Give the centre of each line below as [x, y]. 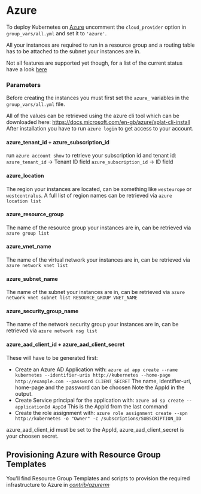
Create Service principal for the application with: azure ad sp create [99, 400]
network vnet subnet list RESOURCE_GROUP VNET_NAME [72, 298]
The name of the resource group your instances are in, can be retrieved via [99, 228]
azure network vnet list [37, 266]
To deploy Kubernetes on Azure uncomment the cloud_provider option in [96, 27]
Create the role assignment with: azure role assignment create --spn [101, 413]
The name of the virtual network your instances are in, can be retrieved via [98, 260]
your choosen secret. [32, 436]
